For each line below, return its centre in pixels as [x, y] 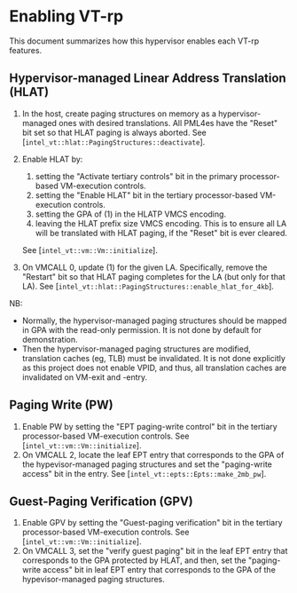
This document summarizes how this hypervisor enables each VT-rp [134, 41]
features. [26, 50]
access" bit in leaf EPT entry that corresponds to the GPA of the [160, 570]
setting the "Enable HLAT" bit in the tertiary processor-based [147, 195]
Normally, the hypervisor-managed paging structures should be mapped [154, 320]
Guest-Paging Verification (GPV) [101, 501]
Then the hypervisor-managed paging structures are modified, [136, 349]
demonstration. [50, 339]
